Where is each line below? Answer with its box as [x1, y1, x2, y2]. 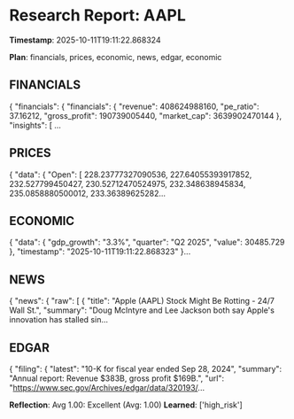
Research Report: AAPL [9, 5, 186, 26]
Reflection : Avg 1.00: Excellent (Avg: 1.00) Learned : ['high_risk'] [9, 400, 244, 410]
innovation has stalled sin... [9, 314, 109, 325]
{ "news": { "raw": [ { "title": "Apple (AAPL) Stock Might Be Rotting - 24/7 [9, 296, 275, 306]
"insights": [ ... [9, 120, 62, 130]
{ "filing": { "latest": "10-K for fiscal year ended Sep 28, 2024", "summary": [9, 364, 282, 374]
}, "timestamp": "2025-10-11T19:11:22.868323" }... [9, 246, 191, 257]
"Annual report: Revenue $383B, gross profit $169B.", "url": [9, 373, 224, 384]
